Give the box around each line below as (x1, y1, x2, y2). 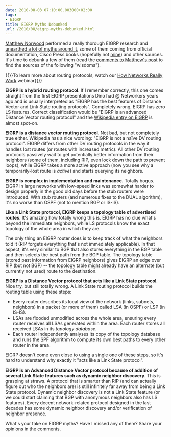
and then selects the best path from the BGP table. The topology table (5, 252, 153, 258)
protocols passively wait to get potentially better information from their (5, 152, 154, 158)
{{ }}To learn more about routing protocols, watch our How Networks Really (5, 72, 163, 78)
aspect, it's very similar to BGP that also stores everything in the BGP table (5, 246, 162, 253)
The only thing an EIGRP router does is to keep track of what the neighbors (5, 235, 163, 241)
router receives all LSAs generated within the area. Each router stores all (12, 320, 165, 327)
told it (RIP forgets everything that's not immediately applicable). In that (5, 241, 155, 247)
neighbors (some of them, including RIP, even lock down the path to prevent (5, 157, 165, 163)
